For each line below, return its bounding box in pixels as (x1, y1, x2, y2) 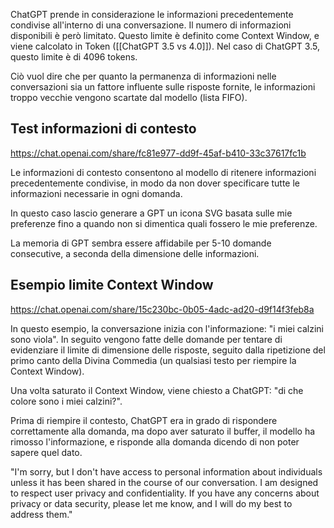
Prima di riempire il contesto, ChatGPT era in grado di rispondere (10, 414, 278, 426)
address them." (10, 508, 73, 520)
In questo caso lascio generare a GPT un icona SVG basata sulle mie (10, 207, 293, 219)
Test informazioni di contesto (10, 120, 197, 138)
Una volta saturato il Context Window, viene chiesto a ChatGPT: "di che (10, 384, 304, 396)
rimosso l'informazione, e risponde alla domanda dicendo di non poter (10, 435, 300, 448)
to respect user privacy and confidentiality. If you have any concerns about (10, 487, 320, 499)
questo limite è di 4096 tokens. (10, 51, 138, 63)
